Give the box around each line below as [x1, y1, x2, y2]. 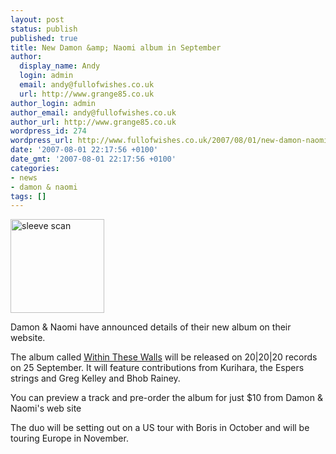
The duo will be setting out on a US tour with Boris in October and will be [10, 422, 310, 434]
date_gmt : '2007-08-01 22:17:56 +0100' [10, 154, 177, 164]
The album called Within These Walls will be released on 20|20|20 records [10, 351, 318, 363]
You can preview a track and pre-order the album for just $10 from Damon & [10, 392, 323, 404]
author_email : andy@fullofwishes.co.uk [10, 107, 177, 118]
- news [10, 172, 38, 183]
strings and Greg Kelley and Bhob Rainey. [10, 372, 181, 385]
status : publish [10, 24, 78, 34]
